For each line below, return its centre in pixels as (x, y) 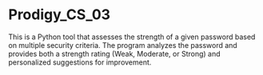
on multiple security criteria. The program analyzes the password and (123, 45)
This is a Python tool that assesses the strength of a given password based (132, 37)
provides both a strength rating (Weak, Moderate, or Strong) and (115, 53)
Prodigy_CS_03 (59, 15)
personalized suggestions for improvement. (80, 62)
